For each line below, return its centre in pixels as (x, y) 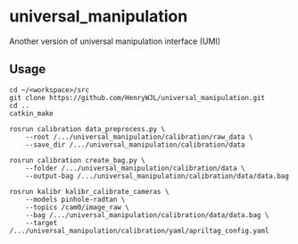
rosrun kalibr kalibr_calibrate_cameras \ (89, 191)
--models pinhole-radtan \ (75, 199)
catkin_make (31, 114)
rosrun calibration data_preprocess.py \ (87, 129)
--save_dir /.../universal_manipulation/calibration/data (135, 145)
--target (41, 223)
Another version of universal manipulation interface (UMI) (115, 41)
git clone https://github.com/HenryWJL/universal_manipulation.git (137, 97)
